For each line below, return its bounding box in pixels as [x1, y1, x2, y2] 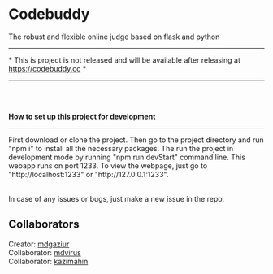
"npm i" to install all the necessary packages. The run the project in [8, 143, 234, 153]
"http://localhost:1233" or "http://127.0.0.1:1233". [8, 169, 169, 179]
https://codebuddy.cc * [8, 63, 87, 73]
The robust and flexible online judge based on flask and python [8, 32, 220, 41]
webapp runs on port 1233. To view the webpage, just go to [8, 160, 208, 171]
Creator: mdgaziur [8, 239, 70, 249]
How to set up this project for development [8, 111, 156, 121]
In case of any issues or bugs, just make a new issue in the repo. [8, 194, 225, 203]
